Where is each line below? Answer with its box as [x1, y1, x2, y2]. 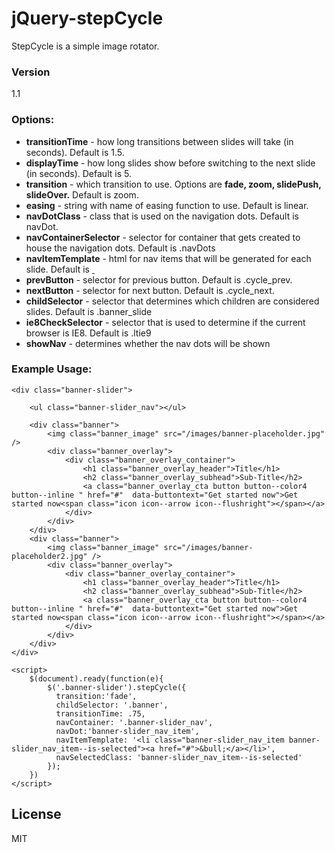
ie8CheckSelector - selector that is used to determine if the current [25, 316, 306, 328]
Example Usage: [11, 362, 93, 376]
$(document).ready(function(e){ [29, 673, 164, 684]
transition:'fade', [55, 691, 138, 701]
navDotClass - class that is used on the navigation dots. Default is [25, 210, 300, 222]
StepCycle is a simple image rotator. [11, 40, 160, 52]
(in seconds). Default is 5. [25, 167, 132, 179]
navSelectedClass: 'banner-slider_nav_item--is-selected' [55, 752, 303, 762]
